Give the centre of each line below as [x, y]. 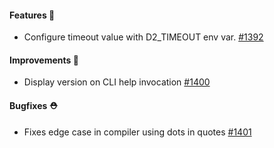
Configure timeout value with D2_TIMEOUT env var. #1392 [143, 37]
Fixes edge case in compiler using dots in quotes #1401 [137, 132]
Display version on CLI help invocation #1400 [117, 82]
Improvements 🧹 [44, 60]
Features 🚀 [32, 15]
